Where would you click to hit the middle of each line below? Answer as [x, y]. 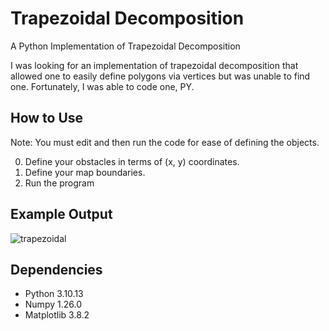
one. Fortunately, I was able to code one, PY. [102, 86]
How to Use [47, 118]
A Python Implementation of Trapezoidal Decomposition [125, 46]
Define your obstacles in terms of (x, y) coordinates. [132, 161]
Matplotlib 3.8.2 [57, 315]
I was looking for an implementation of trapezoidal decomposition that [154, 65]
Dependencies [56, 269]
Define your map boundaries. [85, 172]
